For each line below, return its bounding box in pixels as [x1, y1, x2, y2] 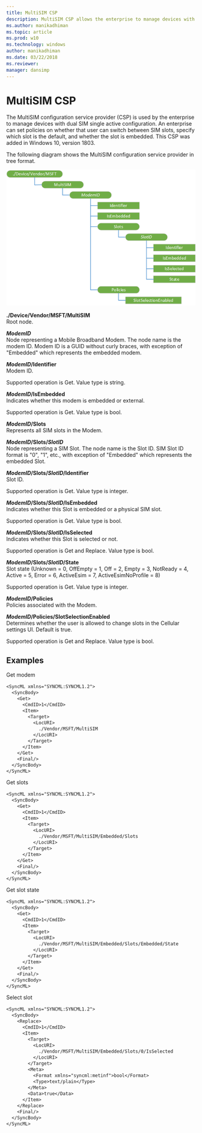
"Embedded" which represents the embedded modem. [6, 349, 142, 356]
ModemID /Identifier [6, 361, 57, 368]
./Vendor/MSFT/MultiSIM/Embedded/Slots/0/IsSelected [38, 1048, 173, 1055]
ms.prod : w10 [6, 35, 39, 42]
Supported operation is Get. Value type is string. [6, 379, 126, 386]
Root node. [6, 318, 34, 325]
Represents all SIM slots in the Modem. [6, 427, 103, 434]
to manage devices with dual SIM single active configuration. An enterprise [6, 120, 192, 127]
